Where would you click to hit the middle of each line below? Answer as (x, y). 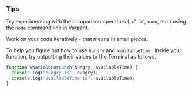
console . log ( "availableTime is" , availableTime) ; (73, 79)
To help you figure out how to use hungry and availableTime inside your (94, 50)
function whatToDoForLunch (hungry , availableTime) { (72, 67)
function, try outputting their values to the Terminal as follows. (81, 57)
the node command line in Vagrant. (48, 28)
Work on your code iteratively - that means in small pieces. (77, 39)
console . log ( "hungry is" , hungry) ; (55, 73)
